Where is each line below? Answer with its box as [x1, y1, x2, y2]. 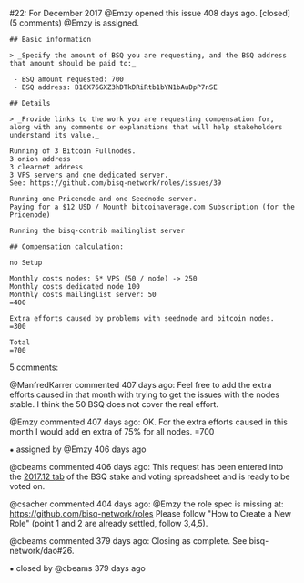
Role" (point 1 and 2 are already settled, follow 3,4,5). [9, 518, 208, 528]
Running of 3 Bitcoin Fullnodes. [9, 147, 137, 156]
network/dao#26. [9, 546, 75, 556]
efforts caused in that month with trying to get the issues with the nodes [9, 389, 280, 400]
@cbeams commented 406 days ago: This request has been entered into [9, 462, 284, 472]
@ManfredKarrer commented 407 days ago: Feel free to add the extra [9, 380, 272, 390]
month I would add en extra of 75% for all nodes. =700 [9, 426, 215, 436]
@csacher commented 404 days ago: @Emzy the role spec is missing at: [9, 498, 284, 509]
